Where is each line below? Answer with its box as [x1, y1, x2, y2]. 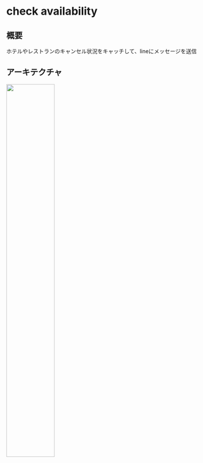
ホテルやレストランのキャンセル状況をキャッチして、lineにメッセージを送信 [6, 48, 197, 54]
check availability [6, 4, 98, 18]
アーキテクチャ [6, 67, 62, 78]
